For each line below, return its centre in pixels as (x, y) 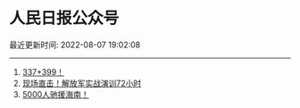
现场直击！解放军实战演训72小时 (82, 83)
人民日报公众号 (64, 18)
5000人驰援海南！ (55, 94)
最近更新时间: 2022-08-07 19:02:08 (75, 45)
